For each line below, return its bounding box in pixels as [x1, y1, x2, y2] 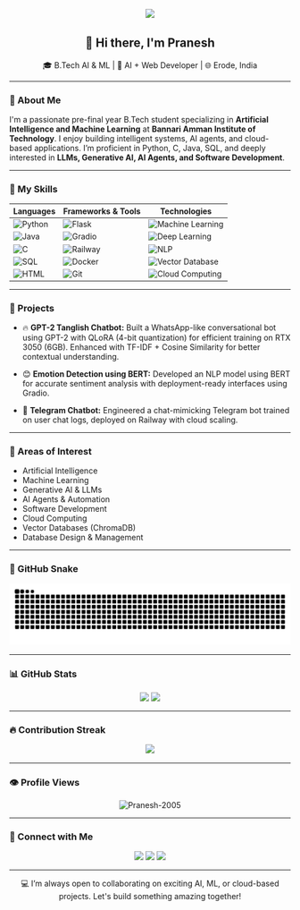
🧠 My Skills [9, 183, 58, 196]
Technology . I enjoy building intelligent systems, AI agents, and [9, 133, 243, 144]
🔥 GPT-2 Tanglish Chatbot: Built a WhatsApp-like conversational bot [21, 322, 277, 333]
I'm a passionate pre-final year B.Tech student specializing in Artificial [9, 115, 270, 125]
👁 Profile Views [9, 776, 80, 788]
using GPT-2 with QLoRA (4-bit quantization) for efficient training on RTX [21, 332, 291, 343]
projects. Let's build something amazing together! [58, 891, 242, 902]
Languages [12, 206, 56, 217]
